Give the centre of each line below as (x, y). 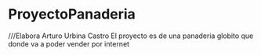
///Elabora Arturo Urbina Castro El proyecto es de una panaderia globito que (131, 36)
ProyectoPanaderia (72, 14)
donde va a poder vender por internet (69, 43)
